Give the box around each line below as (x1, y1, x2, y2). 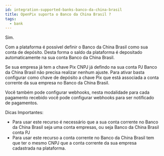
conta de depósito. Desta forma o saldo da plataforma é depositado (5, 49, 143, 55)
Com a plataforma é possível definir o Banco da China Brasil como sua (5, 44, 148, 50)
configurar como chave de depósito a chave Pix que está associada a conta (5, 75, 159, 80)
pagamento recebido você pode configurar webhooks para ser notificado (5, 95, 154, 101)
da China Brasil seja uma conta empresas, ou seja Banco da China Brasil (12, 124, 159, 130)
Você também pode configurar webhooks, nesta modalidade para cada (5, 89, 150, 95)
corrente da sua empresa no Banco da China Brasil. (5, 80, 110, 86)
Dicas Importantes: (5, 110, 44, 116)
